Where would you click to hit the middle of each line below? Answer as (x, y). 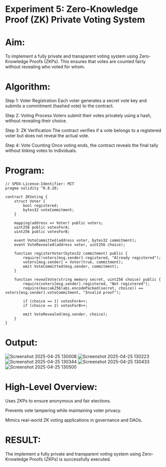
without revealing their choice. (36, 121)
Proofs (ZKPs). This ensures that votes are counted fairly (87, 62)
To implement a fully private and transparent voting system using (72, 56)
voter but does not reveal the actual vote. (47, 136)
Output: (21, 343)
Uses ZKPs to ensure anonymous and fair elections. (58, 400)
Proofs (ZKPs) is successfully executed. (70, 459)
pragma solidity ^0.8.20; (32, 188)
